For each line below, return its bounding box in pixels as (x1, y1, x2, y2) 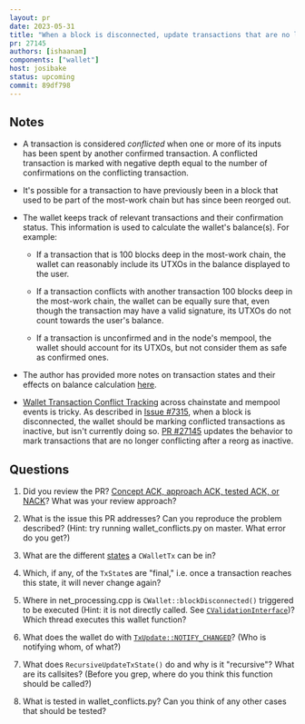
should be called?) (22, 679, 93, 689)
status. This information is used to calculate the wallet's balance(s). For (22, 222, 290, 233)
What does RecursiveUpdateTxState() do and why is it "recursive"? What (22, 660, 295, 670)
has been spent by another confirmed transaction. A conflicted (22, 148, 259, 159)
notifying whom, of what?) (22, 641, 121, 652)
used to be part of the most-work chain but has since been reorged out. (22, 194, 292, 205)
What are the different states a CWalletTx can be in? (22, 550, 216, 561)
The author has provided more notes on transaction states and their (22, 370, 276, 381)
